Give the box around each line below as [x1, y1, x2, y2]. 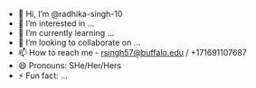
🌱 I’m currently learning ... [17, 28, 115, 38]
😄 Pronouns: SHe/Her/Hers [17, 60, 122, 71]
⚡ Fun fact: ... [17, 70, 68, 81]
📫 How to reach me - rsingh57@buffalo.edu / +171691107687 [17, 48, 247, 57]
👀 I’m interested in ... [17, 18, 95, 29]
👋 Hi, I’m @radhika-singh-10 [17, 9, 123, 19]
